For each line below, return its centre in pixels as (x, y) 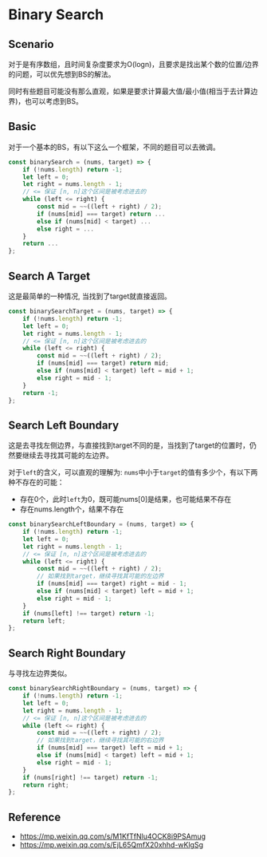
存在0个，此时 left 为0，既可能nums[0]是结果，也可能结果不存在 (126, 500)
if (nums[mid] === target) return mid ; (103, 363)
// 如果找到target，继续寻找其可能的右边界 (100, 740)
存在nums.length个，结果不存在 (72, 509)
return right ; (46, 785)
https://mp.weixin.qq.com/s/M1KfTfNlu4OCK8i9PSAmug (112, 836)
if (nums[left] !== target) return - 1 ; (89, 613)
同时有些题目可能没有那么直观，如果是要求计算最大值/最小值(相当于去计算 (130, 91)
